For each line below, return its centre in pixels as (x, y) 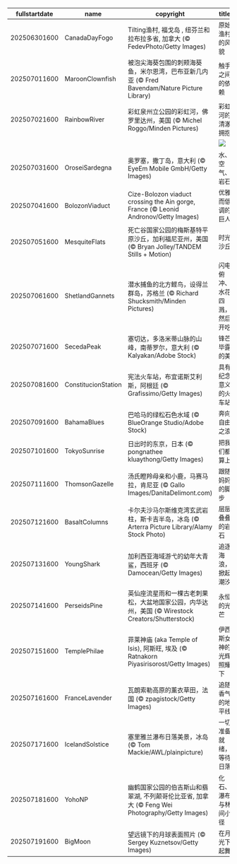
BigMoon (78, 841)
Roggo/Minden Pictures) (163, 128)
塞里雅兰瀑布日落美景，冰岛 (168, 737)
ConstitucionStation (93, 384)
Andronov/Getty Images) (164, 217)
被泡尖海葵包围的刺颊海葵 (165, 62)
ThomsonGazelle (89, 484)
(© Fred (147, 80)
